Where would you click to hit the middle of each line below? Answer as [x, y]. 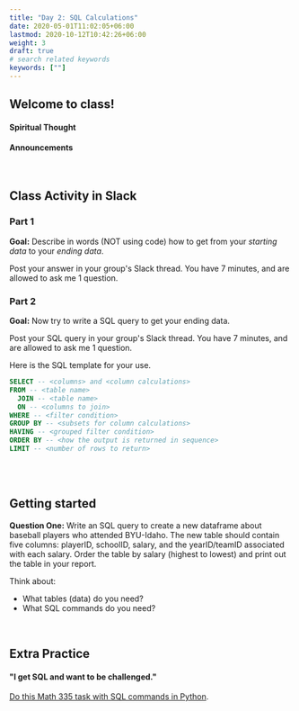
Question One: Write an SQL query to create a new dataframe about [136, 525]
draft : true [31, 51]
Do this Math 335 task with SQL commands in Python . [109, 697]
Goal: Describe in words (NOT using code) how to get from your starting [143, 241]
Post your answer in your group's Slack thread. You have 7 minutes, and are [149, 268]
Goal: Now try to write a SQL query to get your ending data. [120, 321]
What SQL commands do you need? [89, 607]
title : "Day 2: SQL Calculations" [74, 18]
